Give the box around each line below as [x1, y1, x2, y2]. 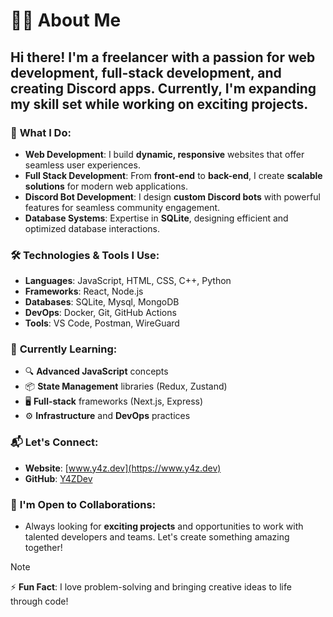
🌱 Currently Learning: [10, 342, 118, 356]
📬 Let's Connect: [10, 435, 99, 449]
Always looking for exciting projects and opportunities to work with [24, 520, 304, 533]
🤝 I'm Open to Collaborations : [10, 497, 157, 511]
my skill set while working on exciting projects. [10, 95, 309, 113]
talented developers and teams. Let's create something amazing [24, 531, 290, 543]
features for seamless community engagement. [24, 201, 221, 213]
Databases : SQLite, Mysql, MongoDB [24, 296, 180, 308]
